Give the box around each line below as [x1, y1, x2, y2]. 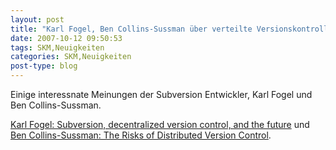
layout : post [10, 14, 65, 25]
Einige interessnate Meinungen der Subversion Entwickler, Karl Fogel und [10, 89, 313, 100]
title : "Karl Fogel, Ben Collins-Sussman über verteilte [10, 24, 253, 34]
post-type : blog [10, 61, 78, 71]
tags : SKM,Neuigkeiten [10, 42, 105, 53]
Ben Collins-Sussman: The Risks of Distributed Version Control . [10, 129, 272, 141]
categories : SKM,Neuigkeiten [10, 52, 132, 62]
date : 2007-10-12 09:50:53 [10, 33, 123, 43]
